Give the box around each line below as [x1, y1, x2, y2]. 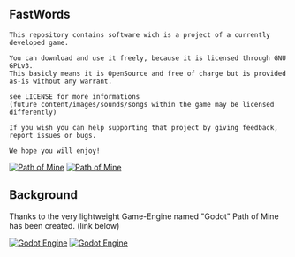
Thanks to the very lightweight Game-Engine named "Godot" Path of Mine [9, 211, 280, 222]
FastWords [9, 7, 71, 22]
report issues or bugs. [9, 131, 97, 140]
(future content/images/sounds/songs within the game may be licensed [9, 100, 275, 109]
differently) [9, 108, 57, 117]
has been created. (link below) [9, 220, 120, 231]
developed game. [9, 38, 69, 47]
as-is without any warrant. [9, 77, 113, 86]
